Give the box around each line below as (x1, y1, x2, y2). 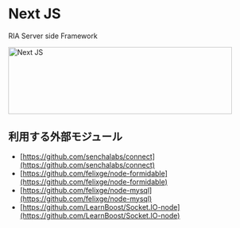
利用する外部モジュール (8, 130, 123, 144)
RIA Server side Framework (8, 31, 98, 41)
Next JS (8, 5, 61, 23)
